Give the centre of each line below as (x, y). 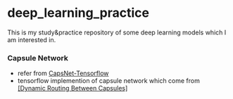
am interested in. (32, 39)
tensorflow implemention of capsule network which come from (109, 81)
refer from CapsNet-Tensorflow (63, 73)
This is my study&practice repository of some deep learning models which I (117, 32)
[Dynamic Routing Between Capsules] (73, 88)
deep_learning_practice (78, 13)
